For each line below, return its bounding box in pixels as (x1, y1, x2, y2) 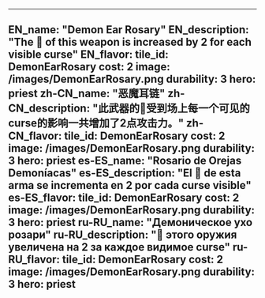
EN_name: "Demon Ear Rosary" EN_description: (8, 23, 249, 36)
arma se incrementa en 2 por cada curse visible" (8, 179, 252, 192)
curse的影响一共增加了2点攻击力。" (8, 116, 185, 130)
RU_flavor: (8, 253, 61, 266)
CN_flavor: (8, 130, 62, 143)
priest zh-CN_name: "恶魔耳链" (8, 87, 166, 100)
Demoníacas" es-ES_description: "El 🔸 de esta (8, 167, 241, 180)
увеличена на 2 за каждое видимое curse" (8, 240, 231, 254)
